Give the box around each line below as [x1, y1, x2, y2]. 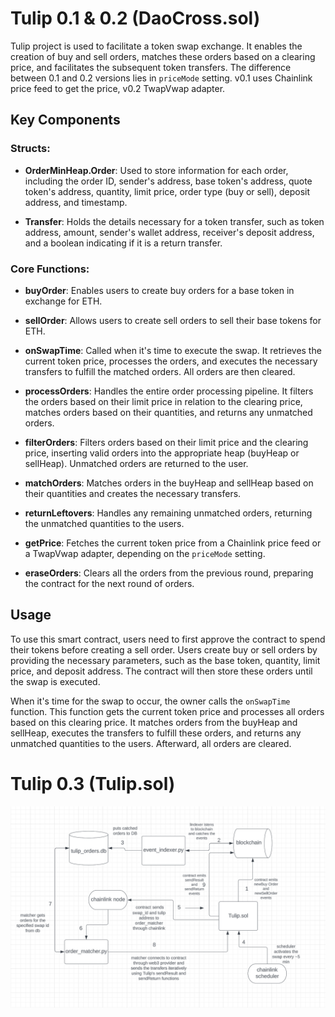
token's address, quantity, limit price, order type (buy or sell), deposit [24, 185, 311, 197]
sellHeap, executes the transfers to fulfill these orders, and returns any [10, 727, 302, 739]
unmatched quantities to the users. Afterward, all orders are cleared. [10, 737, 292, 749]
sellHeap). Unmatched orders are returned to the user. [24, 457, 249, 469]
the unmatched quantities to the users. [24, 517, 185, 529]
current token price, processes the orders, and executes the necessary [24, 355, 318, 367]
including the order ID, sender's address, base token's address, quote [24, 175, 313, 187]
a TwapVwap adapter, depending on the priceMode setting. [24, 547, 266, 559]
